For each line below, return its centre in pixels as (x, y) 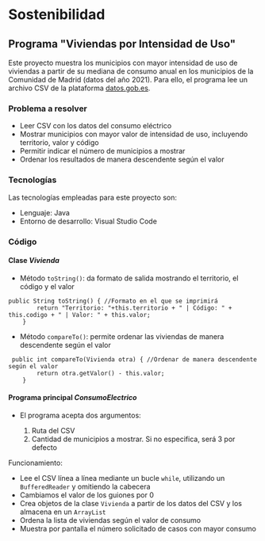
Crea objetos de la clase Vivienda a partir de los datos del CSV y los (131, 503)
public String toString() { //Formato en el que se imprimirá (113, 301)
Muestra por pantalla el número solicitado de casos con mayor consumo (138, 528)
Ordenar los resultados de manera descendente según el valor (122, 159)
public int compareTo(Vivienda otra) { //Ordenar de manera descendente (134, 359)
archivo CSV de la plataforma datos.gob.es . (79, 88)
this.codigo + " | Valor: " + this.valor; (79, 314)
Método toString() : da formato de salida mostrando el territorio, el (129, 278)
